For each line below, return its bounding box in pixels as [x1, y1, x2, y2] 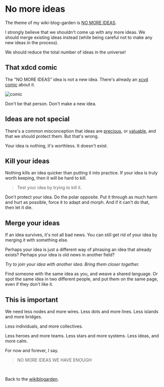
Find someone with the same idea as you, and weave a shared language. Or [5, 271, 158, 277]
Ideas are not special [5, 115, 70, 123]
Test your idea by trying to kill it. [17, 185, 82, 191]
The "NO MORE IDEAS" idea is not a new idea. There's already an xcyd [5, 76, 148, 82]
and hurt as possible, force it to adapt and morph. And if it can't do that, [5, 199, 150, 205]
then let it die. [5, 205, 33, 211]
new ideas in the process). [5, 39, 59, 45]
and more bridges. [5, 314, 43, 320]
